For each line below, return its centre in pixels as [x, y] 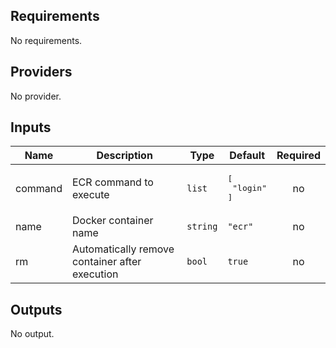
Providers [41, 72]
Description [124, 156]
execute [91, 194]
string [202, 227]
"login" [250, 188]
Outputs [36, 309]
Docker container [113, 221]
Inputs [31, 127]
